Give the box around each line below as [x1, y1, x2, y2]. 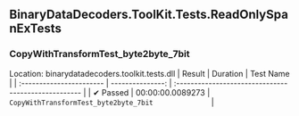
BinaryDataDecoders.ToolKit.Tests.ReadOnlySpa [9, 7, 288, 22]
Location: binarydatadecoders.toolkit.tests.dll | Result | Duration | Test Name [9, 68, 290, 79]
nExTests [9, 21, 62, 37]
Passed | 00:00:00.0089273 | [101, 87, 211, 97]
